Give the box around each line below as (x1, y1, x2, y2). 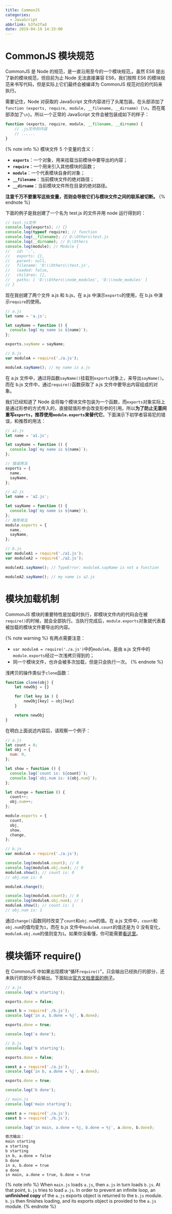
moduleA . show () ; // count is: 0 (5, 870, 74, 875)
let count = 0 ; (5, 742, 38, 748)
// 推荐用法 (5, 517, 28, 523)
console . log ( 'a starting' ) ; (5, 989, 66, 995)
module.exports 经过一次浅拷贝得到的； (12, 652, 95, 658)
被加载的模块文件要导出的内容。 (5, 624, 73, 630)
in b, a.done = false (5, 1153, 52, 1159)
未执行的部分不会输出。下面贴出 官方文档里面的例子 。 (5, 975, 118, 981)
